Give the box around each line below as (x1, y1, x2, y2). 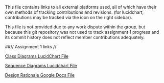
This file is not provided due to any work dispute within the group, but (5, 24, 145, 30)
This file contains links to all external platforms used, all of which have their (5, 4, 157, 10)
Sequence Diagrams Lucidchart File (5, 63, 77, 68)
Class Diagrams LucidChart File (5, 53, 69, 59)
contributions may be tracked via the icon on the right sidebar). (5, 15, 133, 20)
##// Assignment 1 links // (5, 44, 57, 49)
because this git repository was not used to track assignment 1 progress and (5, 29, 159, 35)
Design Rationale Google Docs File (5, 72, 75, 78)
